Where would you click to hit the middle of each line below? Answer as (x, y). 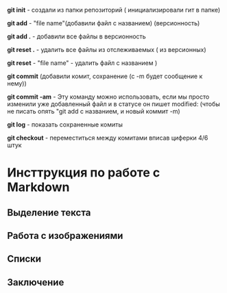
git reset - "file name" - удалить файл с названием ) (82, 63)
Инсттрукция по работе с (84, 173)
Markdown (38, 187)
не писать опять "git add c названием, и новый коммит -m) (94, 111)
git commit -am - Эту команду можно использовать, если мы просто (108, 97)
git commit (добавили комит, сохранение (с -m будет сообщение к (105, 76)
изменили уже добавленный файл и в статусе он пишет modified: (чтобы (114, 104)
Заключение (36, 282)
